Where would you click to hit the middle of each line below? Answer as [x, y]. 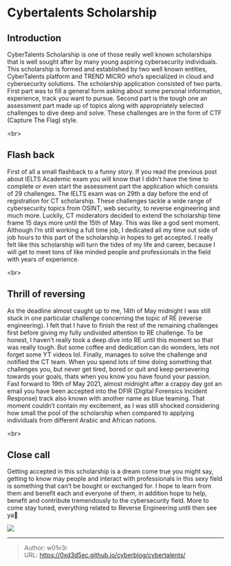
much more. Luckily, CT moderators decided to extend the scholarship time [114, 215]
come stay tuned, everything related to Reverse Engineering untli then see [112, 508]
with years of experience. [43, 259]
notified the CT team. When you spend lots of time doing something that [109, 361]
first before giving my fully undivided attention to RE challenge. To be [105, 332]
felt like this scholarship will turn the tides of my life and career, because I [111, 245]
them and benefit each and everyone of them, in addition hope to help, [107, 493]
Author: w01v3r [46, 548]
